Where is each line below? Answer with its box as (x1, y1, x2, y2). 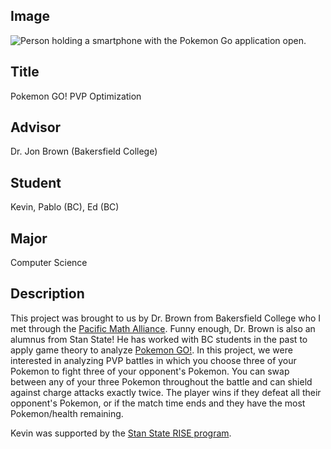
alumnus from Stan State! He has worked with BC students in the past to (10, 333, 308, 345)
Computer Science (10, 257, 88, 269)
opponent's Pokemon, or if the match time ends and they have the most (10, 397, 306, 409)
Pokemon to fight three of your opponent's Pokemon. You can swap (10, 365, 290, 377)
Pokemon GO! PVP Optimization (10, 90, 142, 102)
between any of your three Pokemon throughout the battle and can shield (10, 375, 313, 388)
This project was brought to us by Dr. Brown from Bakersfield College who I (10, 312, 322, 324)
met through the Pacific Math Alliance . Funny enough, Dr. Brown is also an (10, 322, 316, 334)
